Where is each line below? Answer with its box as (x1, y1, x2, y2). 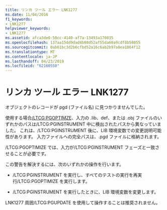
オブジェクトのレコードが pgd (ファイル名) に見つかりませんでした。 (5, 104, 148, 111)
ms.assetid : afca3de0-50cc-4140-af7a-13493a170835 (5, 36, 114, 41)
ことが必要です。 (14, 151, 49, 157)
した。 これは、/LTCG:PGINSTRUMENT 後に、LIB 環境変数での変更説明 (5, 128, 153, 134)
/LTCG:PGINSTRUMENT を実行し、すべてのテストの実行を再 (12, 172, 138, 178)
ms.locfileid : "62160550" (5, 63, 59, 68)
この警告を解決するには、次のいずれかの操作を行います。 (5, 161, 124, 167)
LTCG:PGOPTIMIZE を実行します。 (18, 178, 90, 184)
